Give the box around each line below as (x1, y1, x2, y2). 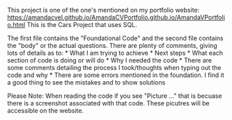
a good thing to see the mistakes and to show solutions (7, 78, 166, 86)
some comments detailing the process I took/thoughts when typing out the (7, 64, 222, 71)
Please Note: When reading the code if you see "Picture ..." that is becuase (7, 92, 222, 100)
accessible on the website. (7, 107, 84, 114)
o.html (7, 21, 26, 28)
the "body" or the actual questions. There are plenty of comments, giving (7, 42, 217, 49)
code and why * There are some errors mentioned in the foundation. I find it (7, 71, 224, 79)
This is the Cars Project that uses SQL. (26, 21, 137, 28)
